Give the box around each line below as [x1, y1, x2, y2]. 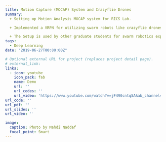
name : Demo [14, 80, 37, 85]
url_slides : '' [5, 107, 37, 112]
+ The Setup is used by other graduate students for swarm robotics [9, 34, 154, 39]
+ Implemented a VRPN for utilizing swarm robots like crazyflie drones [9, 25, 163, 30]
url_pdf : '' [5, 102, 30, 107]
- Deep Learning [9, 43, 43, 48]
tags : [5, 39, 16, 44]
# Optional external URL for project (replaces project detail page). [5, 57, 154, 61]
